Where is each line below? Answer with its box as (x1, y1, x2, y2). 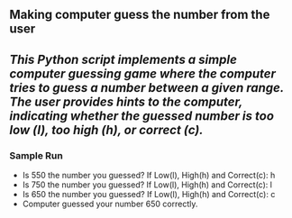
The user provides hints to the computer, (9, 94, 243, 109)
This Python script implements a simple (9, 51, 237, 67)
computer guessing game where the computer (9, 66, 277, 81)
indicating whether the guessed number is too (9, 108, 275, 123)
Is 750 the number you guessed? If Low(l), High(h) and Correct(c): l (22, 179, 273, 190)
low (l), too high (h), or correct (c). (9, 122, 205, 138)
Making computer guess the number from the (9, 7, 270, 23)
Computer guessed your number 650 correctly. (22, 198, 198, 210)
